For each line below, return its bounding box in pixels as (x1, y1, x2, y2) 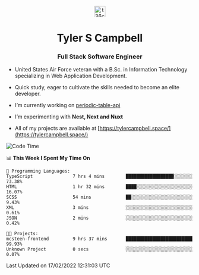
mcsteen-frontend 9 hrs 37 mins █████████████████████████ (6, 236, 193, 242)
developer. (14, 90, 41, 98)
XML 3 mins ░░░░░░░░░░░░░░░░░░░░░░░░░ (6, 205, 193, 211)
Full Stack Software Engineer (57, 52, 143, 61)
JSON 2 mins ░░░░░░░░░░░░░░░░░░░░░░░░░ (6, 215, 193, 221)
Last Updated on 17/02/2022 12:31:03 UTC (6, 262, 110, 269)
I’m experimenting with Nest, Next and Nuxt (14, 113, 124, 120)
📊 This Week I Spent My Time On (6, 155, 90, 162)
